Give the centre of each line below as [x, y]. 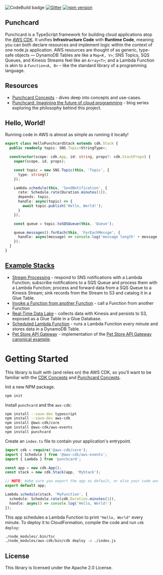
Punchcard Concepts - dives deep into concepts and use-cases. [77, 98]
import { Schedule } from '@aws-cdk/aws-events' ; [56, 454]
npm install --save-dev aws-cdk [38, 418]
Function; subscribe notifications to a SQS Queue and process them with [85, 282]
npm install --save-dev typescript [41, 414]
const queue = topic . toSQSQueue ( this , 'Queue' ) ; [64, 224]
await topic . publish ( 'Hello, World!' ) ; [63, 206]
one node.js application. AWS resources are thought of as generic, [72, 50]
